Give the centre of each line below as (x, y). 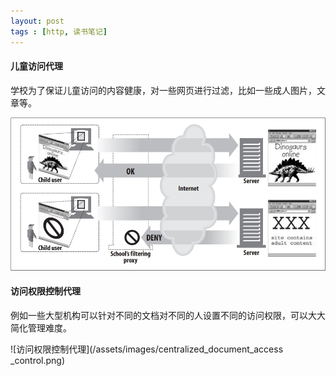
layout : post (37, 21)
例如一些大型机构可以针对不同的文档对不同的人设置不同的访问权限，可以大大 (168, 315)
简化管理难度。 (41, 327)
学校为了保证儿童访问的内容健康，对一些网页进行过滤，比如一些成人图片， (163, 90)
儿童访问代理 (36, 66)
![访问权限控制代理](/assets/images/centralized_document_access (147, 349)
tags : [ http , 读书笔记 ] (59, 31)
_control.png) (38, 360)
